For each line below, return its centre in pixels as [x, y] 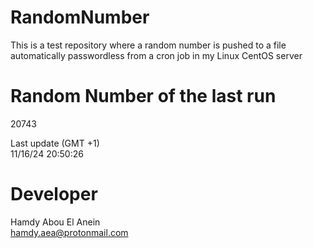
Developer [54, 194]
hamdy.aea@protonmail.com [69, 232]
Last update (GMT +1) [55, 143]
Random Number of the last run [143, 96]
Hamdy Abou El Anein [55, 222]
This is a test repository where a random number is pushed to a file [148, 45]
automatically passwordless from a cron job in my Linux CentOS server [156, 55]
